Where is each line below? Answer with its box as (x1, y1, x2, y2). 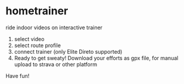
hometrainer (5, 4, 68, 18)
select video (14, 35, 45, 42)
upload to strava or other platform (14, 61, 98, 68)
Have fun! (5, 72, 30, 79)
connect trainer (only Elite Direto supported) (14, 48, 123, 55)
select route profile (14, 42, 61, 49)
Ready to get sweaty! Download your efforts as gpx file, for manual (14, 54, 179, 61)
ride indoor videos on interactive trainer (5, 24, 102, 31)
